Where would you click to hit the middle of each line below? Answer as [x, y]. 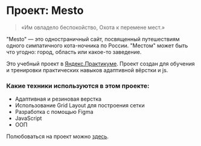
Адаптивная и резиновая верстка [58, 99]
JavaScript [28, 118]
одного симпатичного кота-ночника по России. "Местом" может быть [97, 45]
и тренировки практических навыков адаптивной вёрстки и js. [87, 70]
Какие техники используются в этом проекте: [78, 85]
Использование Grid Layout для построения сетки [80, 105]
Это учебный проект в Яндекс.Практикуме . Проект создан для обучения [101, 64]
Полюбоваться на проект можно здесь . [57, 136]
